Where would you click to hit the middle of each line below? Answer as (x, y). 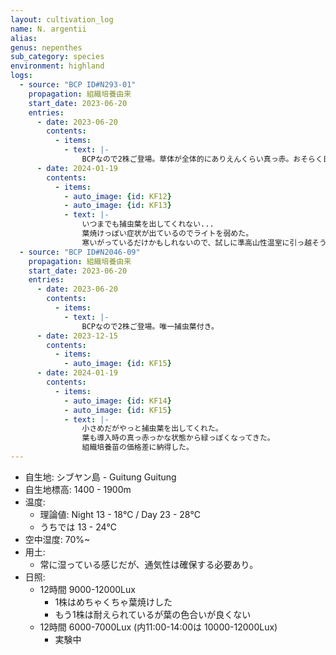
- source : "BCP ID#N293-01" (78, 85)
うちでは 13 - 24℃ (78, 527)
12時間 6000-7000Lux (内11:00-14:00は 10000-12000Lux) (158, 627)
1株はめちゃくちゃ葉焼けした (113, 602)
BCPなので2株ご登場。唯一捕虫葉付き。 (150, 326)
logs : (21, 76)
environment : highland (57, 66)
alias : (24, 38)
